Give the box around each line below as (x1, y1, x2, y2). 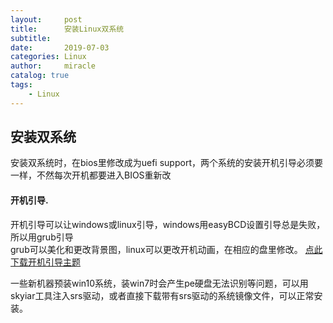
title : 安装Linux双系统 (10, 24, 125, 34)
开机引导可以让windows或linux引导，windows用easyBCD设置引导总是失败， (10, 218, 326, 230)
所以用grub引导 (10, 231, 74, 243)
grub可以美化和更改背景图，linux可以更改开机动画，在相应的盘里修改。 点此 (10, 243, 323, 255)
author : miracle (10, 61, 97, 71)
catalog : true (10, 71, 70, 81)
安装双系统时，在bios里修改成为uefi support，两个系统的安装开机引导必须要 (10, 157, 323, 169)
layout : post (10, 14, 83, 25)
